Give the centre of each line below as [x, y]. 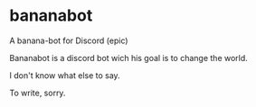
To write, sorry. [38, 93]
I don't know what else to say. [65, 75]
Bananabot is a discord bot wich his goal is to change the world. [129, 58]
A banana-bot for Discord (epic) [69, 40]
